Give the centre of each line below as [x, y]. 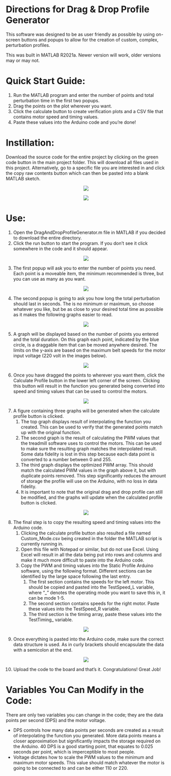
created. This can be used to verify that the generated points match [92, 427]
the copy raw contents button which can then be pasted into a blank [77, 173]
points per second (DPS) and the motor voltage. [56, 720]
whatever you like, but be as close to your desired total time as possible [88, 309]
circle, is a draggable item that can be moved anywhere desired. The [85, 344]
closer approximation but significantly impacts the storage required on [87, 741]
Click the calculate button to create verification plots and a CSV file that [88, 111]
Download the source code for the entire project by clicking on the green [82, 157]
